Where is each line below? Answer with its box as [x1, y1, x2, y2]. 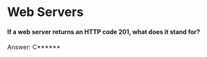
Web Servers [7, 4, 84, 20]
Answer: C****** [7, 43, 61, 51]
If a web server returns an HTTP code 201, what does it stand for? [7, 27, 200, 35]
